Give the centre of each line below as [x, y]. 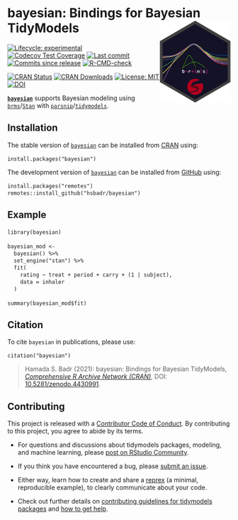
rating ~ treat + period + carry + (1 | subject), [96, 275]
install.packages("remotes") [50, 186]
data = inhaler [42, 282]
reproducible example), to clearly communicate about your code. [112, 487]
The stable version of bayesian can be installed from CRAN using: [103, 145]
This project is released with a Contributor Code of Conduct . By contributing [119, 423]
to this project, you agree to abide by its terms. [75, 431]
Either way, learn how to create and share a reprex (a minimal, [108, 480]
